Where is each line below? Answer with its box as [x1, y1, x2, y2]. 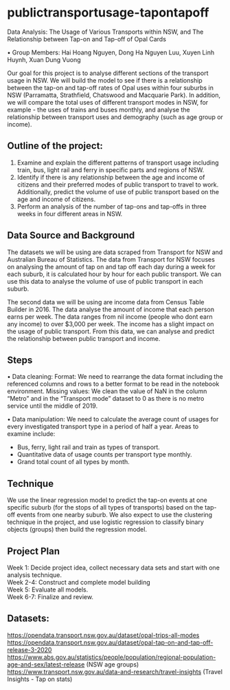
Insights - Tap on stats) [7, 675, 73, 683]
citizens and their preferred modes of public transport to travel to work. [16, 180, 219, 189]
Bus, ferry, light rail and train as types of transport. [16, 443, 160, 452]
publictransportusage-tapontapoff [7, 5, 209, 21]
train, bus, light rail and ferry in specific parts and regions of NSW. [16, 165, 205, 174]
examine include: [7, 430, 56, 438]
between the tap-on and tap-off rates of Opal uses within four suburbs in [7, 83, 214, 92]
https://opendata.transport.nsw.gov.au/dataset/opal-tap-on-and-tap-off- [7, 638, 214, 647]
